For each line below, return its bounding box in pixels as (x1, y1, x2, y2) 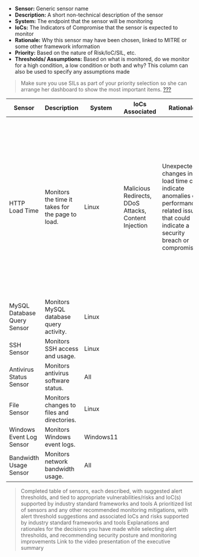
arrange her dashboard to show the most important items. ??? (20, 86, 172, 93)
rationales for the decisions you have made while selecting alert (20, 526, 176, 532)
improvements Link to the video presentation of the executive (20, 538, 171, 545)
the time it (44, 195, 73, 204)
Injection (123, 221, 148, 229)
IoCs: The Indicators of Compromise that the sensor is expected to (14, 24, 178, 31)
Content (123, 214, 146, 222)
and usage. (44, 352, 76, 360)
